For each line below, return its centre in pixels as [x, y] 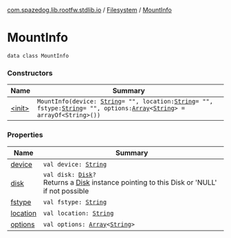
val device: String [75, 164]
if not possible [66, 191]
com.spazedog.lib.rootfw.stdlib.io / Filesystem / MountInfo [89, 10]
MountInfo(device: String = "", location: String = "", [125, 102]
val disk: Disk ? [69, 175]
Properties [25, 135]
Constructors [30, 73]
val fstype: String [75, 202]
